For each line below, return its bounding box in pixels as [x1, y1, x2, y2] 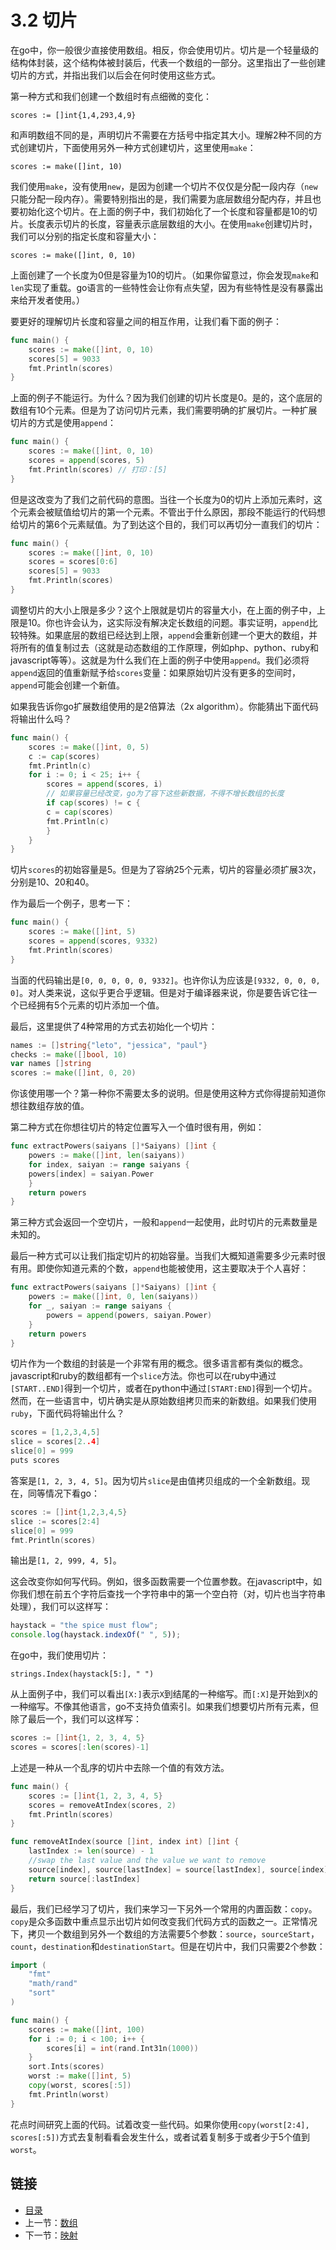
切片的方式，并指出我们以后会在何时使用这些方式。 [10, 69, 221, 81]
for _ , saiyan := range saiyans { [28, 1301, 172, 1311]
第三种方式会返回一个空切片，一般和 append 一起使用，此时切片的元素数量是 [10, 1216, 318, 1228]
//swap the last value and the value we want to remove [28, 1856, 267, 1866]
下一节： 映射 [24, 2229, 78, 2241]
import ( [10, 1960, 47, 1970]
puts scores [10, 1456, 60, 1466]
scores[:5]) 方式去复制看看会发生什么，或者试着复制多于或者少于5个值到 [10, 2131, 311, 2143]
